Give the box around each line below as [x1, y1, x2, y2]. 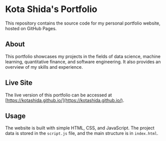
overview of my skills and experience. [5, 64, 83, 70]
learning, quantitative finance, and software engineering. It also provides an [5, 59, 161, 65]
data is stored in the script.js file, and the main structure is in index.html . [5, 130, 158, 136]
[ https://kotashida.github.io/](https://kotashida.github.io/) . [5, 97, 124, 103]
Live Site [5, 79, 32, 87]
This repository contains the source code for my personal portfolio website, [5, 20, 161, 26]
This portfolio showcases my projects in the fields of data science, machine [5, 53, 161, 59]
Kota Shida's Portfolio [5, 4, 97, 15]
